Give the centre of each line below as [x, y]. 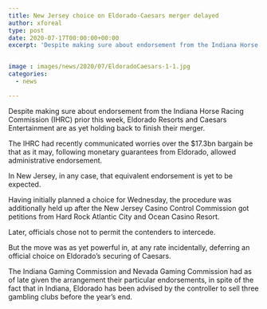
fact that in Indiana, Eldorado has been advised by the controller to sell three [133, 288]
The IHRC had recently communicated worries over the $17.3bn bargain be [131, 143]
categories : [28, 74]
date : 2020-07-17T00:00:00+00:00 [64, 38]
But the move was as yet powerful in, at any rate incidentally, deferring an [129, 247]
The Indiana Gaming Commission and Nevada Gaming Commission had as [130, 271]
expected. [25, 184]
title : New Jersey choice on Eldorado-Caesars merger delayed [114, 16]
